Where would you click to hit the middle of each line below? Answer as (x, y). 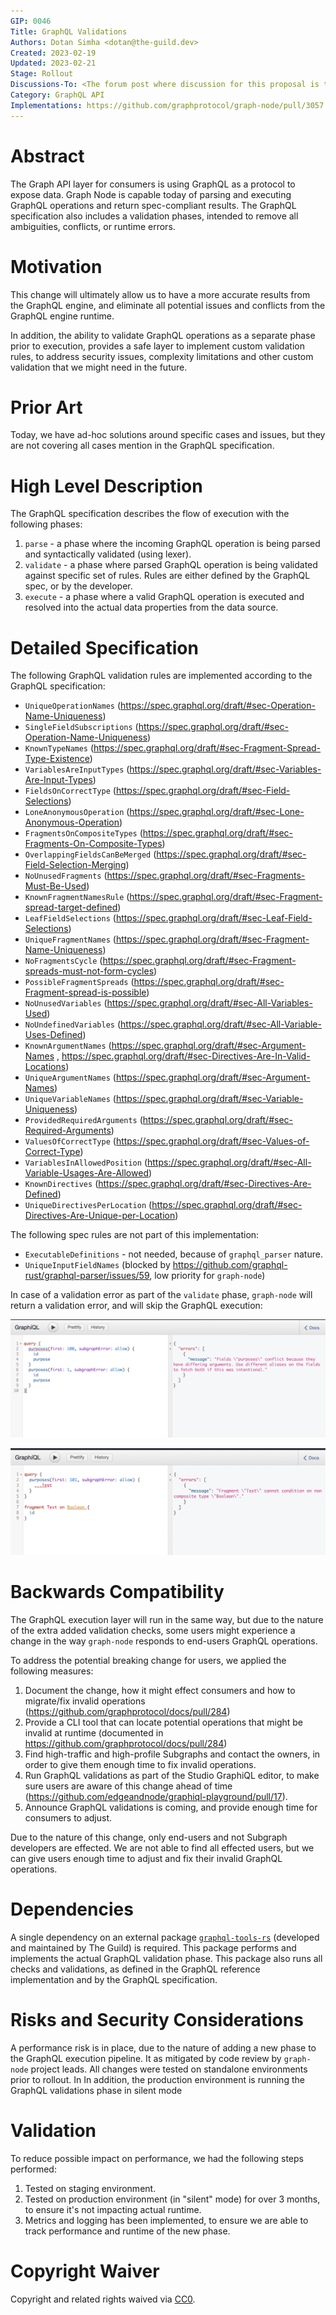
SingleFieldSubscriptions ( (81, 727)
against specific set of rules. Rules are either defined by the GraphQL (167, 576)
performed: (33, 2169)
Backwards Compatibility (117, 1592)
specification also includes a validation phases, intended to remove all (154, 216)
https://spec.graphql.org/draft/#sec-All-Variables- (209, 1003)
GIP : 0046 (31, 21)
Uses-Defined (53, 1035)
